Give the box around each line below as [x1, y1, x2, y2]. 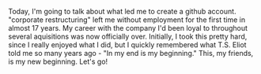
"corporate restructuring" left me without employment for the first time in [8, 15, 246, 24]
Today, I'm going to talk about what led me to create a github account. [8, 7, 236, 16]
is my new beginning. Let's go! [8, 57, 108, 66]
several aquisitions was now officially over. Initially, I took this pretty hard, [8, 31, 248, 41]
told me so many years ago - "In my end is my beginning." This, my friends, [8, 49, 254, 57]
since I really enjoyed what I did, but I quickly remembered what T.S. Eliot [8, 40, 247, 50]
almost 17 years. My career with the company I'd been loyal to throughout [8, 24, 248, 32]
